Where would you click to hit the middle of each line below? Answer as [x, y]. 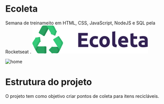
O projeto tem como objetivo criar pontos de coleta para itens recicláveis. [82, 96]
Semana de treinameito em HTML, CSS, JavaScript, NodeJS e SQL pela [80, 23]
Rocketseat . [18, 52]
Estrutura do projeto [49, 82]
